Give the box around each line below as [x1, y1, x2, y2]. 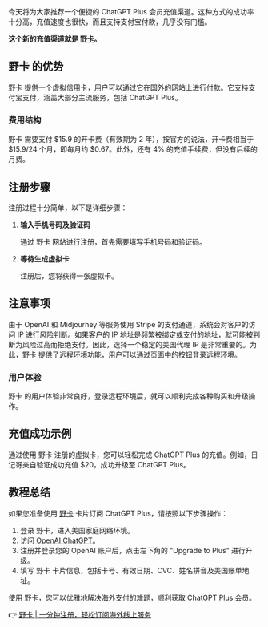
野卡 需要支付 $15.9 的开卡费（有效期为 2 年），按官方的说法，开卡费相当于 [8, 135, 254, 144]
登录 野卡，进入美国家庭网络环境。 [19, 525, 134, 535]
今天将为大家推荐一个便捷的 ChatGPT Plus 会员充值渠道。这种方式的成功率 [8, 7, 254, 16]
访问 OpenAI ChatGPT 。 [19, 536, 100, 545]
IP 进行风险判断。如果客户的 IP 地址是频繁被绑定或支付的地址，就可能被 [17, 330, 254, 339]
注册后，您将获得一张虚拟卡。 [19, 271, 118, 281]
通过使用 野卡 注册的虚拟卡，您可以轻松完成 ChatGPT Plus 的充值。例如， [8, 450, 252, 459]
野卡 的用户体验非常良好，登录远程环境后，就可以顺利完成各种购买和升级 [8, 391, 249, 401]
